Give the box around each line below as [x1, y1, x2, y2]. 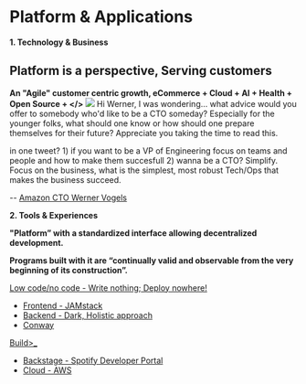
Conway [22, 319, 55, 330]
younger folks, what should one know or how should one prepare [9, 117, 255, 129]
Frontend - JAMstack [22, 300, 103, 311]
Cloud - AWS [22, 364, 72, 376]
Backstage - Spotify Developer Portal [22, 355, 164, 366]
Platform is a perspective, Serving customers [9, 63, 272, 79]
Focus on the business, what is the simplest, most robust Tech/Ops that [9, 165, 280, 176]
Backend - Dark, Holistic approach [22, 309, 153, 321]
